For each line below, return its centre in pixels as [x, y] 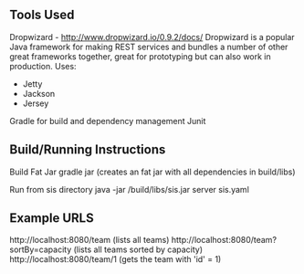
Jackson [39, 93]
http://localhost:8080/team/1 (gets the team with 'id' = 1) [115, 259]
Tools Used [42, 15]
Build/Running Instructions [88, 150]
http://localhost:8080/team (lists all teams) [89, 240]
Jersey [36, 103]
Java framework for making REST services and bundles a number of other [149, 47]
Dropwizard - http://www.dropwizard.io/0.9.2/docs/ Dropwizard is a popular [152, 37]
